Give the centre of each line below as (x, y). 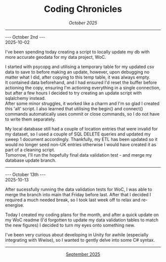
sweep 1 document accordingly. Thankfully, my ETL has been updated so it (81, 139)
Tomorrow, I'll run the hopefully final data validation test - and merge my (79, 155)
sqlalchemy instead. (25, 98)
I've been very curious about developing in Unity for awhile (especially (77, 235)
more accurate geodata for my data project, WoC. (56, 57)
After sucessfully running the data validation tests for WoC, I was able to (79, 189)
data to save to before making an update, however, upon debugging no (77, 72)
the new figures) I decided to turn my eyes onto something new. (70, 225)
